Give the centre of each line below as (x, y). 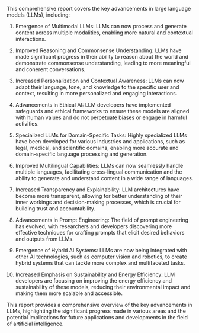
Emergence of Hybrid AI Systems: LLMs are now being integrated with (101, 250)
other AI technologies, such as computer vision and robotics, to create (101, 257)
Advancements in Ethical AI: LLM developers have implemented (93, 105)
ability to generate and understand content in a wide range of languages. (104, 178)
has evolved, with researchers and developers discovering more (94, 226)
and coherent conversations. (50, 69)
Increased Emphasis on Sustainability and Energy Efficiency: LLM (95, 274)
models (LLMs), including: (38, 15)
